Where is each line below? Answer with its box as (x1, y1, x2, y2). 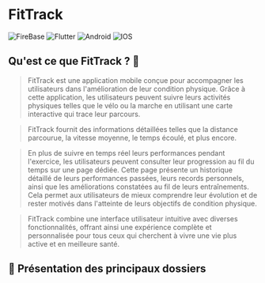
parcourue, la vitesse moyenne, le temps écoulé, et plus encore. (27, 133, 237, 142)
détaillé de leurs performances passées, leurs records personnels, (27, 173, 244, 183)
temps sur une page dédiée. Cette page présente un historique (27, 164, 233, 175)
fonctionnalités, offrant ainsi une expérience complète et (27, 222, 212, 232)
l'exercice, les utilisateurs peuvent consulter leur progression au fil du (27, 157, 255, 166)
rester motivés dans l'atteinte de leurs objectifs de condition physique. (27, 198, 257, 208)
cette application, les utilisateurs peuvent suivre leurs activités (27, 92, 231, 102)
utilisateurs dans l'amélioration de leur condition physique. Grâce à (27, 84, 246, 93)
